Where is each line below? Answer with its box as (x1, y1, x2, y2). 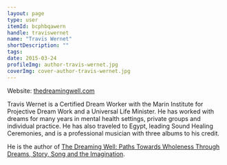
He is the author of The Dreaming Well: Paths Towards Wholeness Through (7, 142, 220, 151)
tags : (7, 49, 23, 56)
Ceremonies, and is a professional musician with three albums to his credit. (7, 129, 220, 137)
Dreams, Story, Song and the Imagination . (7, 149, 125, 158)
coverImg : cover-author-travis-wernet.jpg (7, 67, 131, 74)
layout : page (7, 10, 45, 17)
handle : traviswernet (7, 29, 69, 36)
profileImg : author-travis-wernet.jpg (7, 61, 118, 68)
